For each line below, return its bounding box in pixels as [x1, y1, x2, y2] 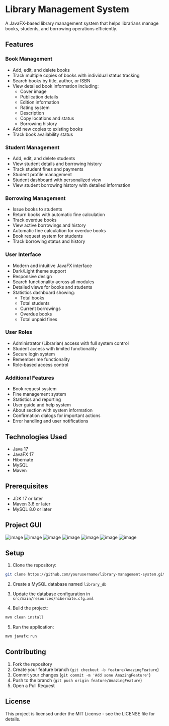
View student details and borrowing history [12, 161, 102, 167]
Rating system [20, 105, 50, 111]
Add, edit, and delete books [12, 67, 70, 73]
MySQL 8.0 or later [12, 506, 52, 512]
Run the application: [12, 624, 54, 630]
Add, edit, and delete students [12, 155, 75, 161]
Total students [20, 300, 50, 306]
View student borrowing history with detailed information [12, 182, 131, 188]
